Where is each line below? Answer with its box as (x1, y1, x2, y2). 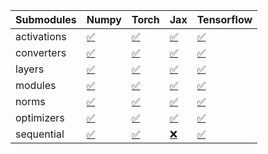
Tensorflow (196, 13, 253, 26)
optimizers (15, 111, 65, 124)
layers (15, 62, 45, 76)
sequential (15, 127, 65, 141)
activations (15, 30, 67, 43)
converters (15, 46, 67, 59)
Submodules (15, 13, 77, 26)
